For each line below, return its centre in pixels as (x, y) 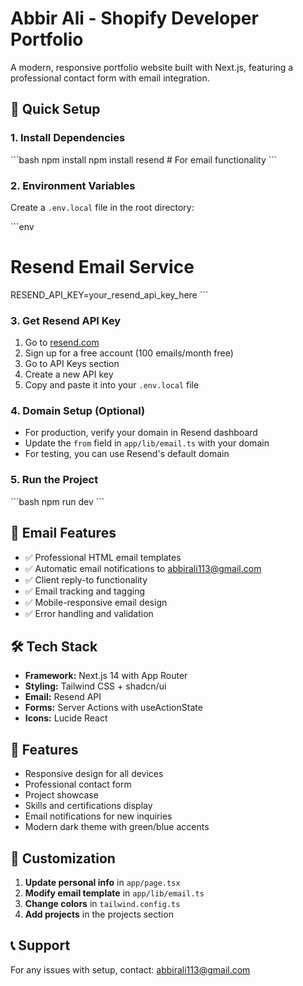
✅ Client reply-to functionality (86, 579)
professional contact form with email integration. (110, 78)
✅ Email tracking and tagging (84, 591)
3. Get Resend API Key (66, 320)
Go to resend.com (62, 343)
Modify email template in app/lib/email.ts (114, 893)
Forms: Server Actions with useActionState (113, 708)
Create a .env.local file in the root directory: (102, 207)
